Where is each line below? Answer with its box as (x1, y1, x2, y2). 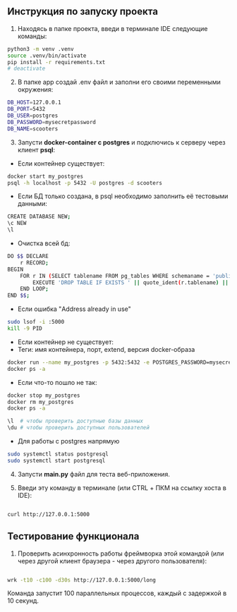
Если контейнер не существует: (17, 338, 114, 346)
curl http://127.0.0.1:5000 (7, 510, 90, 518)
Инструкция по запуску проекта (7, 6, 159, 18)
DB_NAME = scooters (7, 125, 59, 133)
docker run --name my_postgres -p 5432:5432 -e (7, 359, 150, 366)
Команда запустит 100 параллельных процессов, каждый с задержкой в (7, 589, 227, 598)
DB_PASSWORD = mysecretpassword (7, 118, 97, 126)
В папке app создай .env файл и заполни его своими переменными (17, 78, 221, 87)
